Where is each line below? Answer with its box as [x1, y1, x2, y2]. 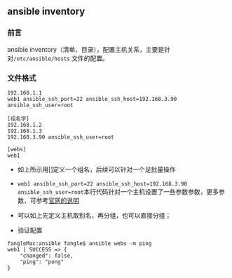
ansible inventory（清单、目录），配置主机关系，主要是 [7, 45, 165, 53]
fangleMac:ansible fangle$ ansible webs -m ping [7, 239, 152, 247]
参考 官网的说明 [36, 196, 79, 204]
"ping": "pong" [20, 258, 64, 265]
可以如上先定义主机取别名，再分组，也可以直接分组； [17, 211, 172, 219]
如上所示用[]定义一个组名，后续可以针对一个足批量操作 [17, 165, 177, 174]
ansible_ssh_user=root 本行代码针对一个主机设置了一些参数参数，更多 [17, 187, 219, 195]
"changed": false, [20, 252, 74, 259]
